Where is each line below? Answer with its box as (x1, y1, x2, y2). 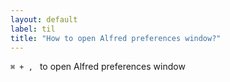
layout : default (10, 14, 78, 25)
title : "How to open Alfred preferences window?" (10, 33, 222, 43)
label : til (10, 24, 56, 34)
